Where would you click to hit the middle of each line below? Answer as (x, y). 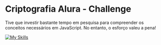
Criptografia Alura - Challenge (68, 9)
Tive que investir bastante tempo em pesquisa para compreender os (75, 22)
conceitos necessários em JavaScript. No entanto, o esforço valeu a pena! (81, 27)
